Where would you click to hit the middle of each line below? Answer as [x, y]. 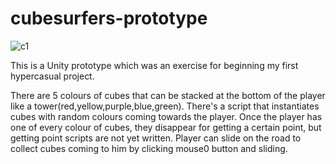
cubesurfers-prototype [109, 18]
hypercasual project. [52, 76]
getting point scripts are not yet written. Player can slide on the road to [156, 138]
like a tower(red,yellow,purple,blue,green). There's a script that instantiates [165, 106]
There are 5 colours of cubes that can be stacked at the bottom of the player [168, 95]
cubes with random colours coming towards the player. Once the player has [166, 116]
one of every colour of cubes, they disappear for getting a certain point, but [166, 127]
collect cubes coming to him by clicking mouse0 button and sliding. [149, 148]
